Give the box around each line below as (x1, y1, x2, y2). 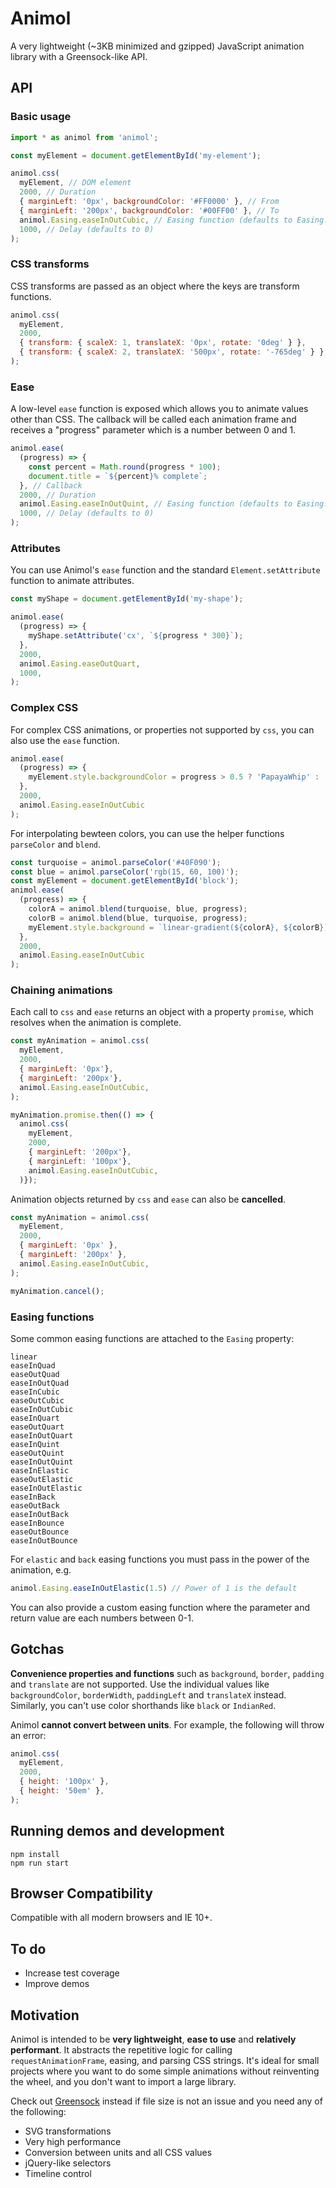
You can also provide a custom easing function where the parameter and (10, 1601, 311, 1613)
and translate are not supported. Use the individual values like (10, 1678, 270, 1690)
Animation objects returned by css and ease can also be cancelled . (10, 1193, 287, 1205)
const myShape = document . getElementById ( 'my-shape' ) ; (10, 594, 244, 604)
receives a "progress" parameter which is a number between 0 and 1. (10, 424, 297, 436)
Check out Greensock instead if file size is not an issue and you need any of (10, 2095, 323, 2107)
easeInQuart (10, 1413, 60, 1423)
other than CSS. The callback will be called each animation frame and (10, 413, 297, 426)
